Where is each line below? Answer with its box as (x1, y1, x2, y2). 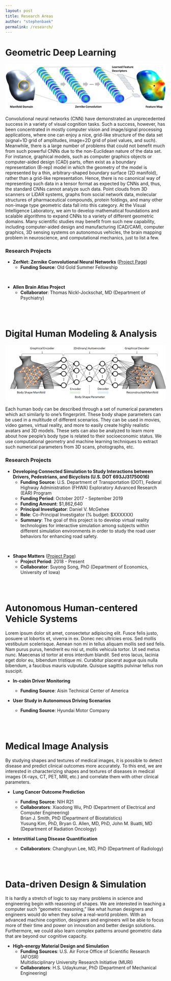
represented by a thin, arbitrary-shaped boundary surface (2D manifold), (5, 170, 158, 176)
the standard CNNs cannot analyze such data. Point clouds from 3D (5, 186, 148, 192)
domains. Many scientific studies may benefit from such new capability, (5, 218, 156, 224)
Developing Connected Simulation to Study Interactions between (12, 468, 154, 474)
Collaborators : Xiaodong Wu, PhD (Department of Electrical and (20, 804, 155, 810)
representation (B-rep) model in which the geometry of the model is (5, 164, 148, 170)
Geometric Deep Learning (5, 47, 117, 59)
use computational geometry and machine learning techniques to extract (5, 439, 158, 445)
